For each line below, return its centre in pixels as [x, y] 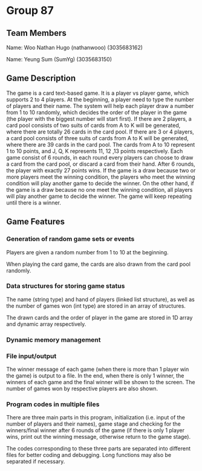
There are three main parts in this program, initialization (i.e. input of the [96, 418]
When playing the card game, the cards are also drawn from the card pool [98, 264]
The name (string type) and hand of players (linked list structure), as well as [100, 299]
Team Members [36, 33]
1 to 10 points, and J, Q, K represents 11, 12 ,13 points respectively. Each [95, 151]
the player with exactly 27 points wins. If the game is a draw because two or [101, 170]
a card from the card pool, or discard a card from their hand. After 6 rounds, [101, 164]
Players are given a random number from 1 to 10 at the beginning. [87, 252]
